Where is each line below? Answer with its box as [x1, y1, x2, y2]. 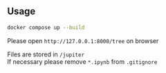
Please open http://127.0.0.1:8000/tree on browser [7, 36, 159, 44]
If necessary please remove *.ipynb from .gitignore [7, 57, 158, 65]
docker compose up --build [7, 24, 85, 31]
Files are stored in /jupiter [7, 50, 85, 58]
